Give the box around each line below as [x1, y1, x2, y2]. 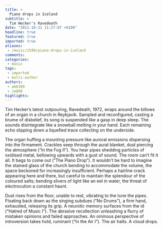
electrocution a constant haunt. [5, 183, 68, 189]
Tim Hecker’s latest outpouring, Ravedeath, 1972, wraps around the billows [5, 107, 155, 113]
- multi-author [7, 75, 38, 80]
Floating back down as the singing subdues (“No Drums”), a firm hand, [5, 198, 147, 204]
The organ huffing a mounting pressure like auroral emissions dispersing [5, 137, 151, 143]
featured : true [5, 35, 36, 39]
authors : [5, 79, 23, 84]
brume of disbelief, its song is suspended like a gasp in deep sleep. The [5, 117, 149, 123]
